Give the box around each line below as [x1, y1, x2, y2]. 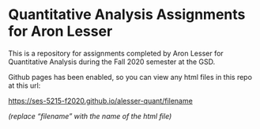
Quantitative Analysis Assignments [8, 6, 246, 24]
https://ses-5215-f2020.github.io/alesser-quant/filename [8, 96, 194, 105]
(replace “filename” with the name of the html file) [8, 111, 172, 120]
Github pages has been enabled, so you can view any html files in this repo [8, 72, 253, 82]
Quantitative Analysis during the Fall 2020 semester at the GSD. [8, 57, 216, 66]
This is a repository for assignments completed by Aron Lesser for [8, 48, 224, 58]
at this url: [8, 81, 41, 90]
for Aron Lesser [8, 22, 113, 40]
